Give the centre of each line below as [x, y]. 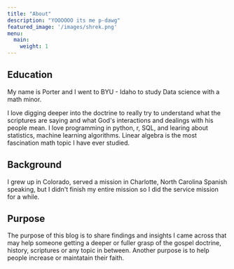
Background [34, 165]
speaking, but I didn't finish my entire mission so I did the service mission [113, 189]
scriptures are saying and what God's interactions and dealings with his [110, 120]
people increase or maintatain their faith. [66, 258]
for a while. [23, 197]
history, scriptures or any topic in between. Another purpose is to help [108, 251]
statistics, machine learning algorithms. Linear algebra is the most [102, 135]
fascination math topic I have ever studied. [69, 143]
